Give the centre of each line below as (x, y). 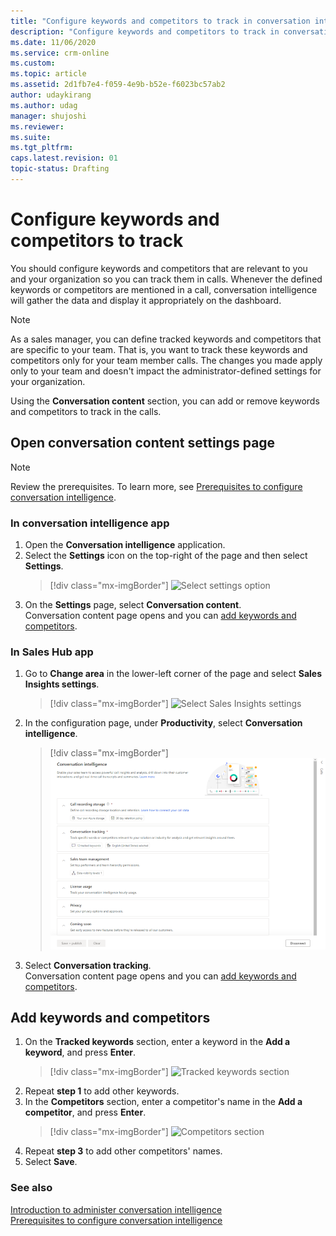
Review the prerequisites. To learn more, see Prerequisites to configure (156, 486)
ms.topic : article (48, 74)
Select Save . (51, 1162)
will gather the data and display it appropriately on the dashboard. (146, 300)
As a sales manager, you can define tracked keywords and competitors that (166, 339)
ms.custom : (33, 63)
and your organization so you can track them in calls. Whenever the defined (166, 279)
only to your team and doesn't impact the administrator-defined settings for (166, 371)
